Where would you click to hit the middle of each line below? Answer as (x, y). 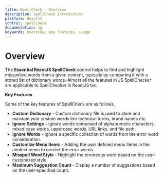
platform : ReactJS (24, 18)
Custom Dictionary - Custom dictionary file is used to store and (76, 113)
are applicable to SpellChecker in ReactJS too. (52, 85)
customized (24, 160)
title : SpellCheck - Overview (36, 9)
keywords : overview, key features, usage (48, 32)
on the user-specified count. (41, 170)
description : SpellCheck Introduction (44, 14)
